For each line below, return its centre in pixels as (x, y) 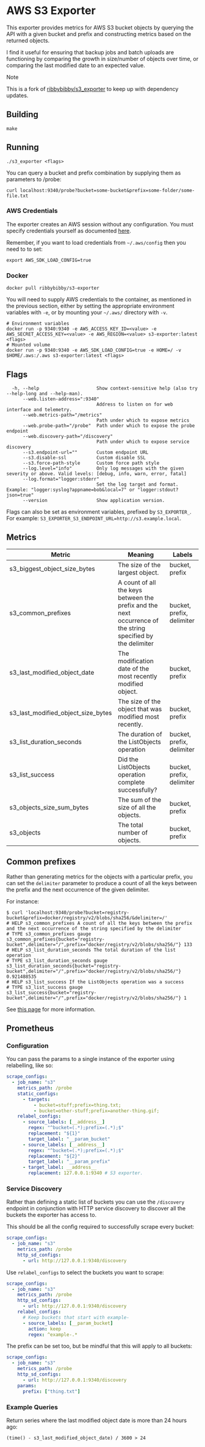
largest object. (138, 572)
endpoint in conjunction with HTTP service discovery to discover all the (96, 1208)
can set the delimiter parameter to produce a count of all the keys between (102, 883)
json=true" (20, 495)
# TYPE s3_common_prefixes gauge (49, 934)
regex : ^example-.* (53, 1334)
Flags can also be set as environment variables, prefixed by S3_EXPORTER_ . (99, 512)
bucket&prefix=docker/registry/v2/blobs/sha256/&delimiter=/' (87, 918)
